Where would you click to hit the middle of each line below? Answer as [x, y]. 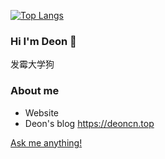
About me [35, 91]
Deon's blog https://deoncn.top [89, 123]
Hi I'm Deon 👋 [43, 41]
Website [42, 112]
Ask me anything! [46, 142]
